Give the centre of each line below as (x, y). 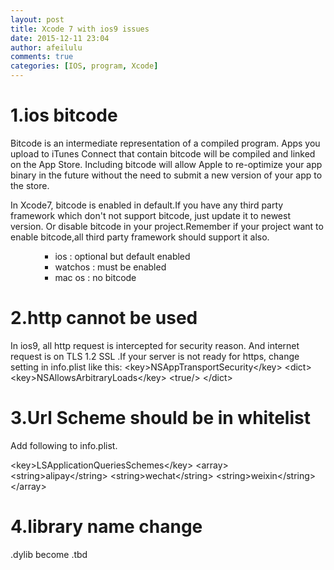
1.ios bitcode (64, 115)
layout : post (37, 19)
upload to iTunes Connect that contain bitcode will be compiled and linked (163, 153)
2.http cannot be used (104, 318)
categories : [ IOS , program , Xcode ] (84, 66)
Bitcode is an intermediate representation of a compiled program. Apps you (165, 143)
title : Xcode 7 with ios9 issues (80, 29)
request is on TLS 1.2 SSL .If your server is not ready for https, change (155, 356)
